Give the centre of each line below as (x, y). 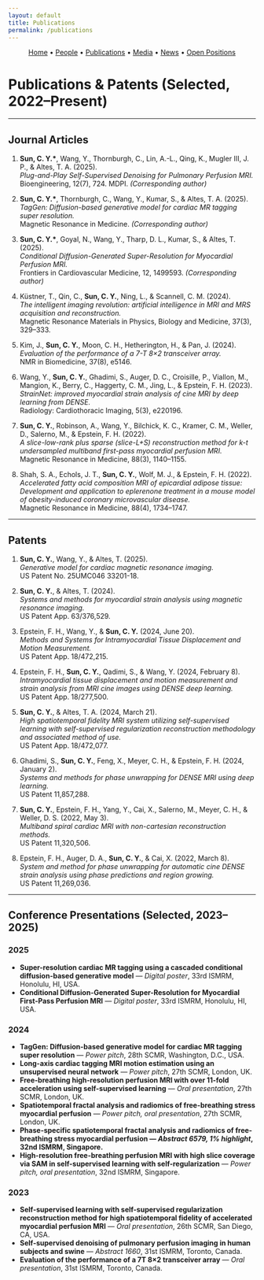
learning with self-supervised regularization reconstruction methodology (137, 728)
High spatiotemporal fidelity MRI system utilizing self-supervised (124, 720)
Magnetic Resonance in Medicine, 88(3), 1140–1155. (103, 459)
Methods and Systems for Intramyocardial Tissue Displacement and (130, 639)
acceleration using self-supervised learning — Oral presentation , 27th (136, 1088)
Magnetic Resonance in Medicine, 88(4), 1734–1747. (104, 508)
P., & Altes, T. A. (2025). (59, 167)
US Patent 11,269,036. (55, 883)
